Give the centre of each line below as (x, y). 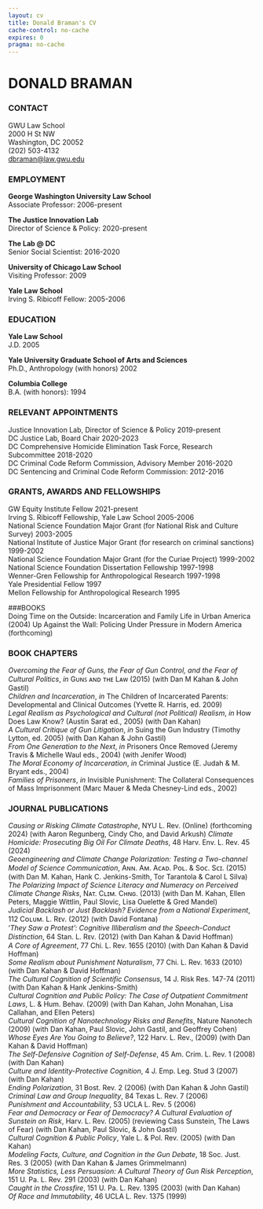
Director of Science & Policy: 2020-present (78, 228)
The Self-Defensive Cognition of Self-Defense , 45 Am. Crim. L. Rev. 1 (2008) (132, 1054)
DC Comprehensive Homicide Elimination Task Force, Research (111, 446)
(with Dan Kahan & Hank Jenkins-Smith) (73, 987)
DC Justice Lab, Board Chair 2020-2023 (73, 438)
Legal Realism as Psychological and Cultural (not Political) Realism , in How (130, 713)
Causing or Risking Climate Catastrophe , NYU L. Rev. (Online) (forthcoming (130, 826)
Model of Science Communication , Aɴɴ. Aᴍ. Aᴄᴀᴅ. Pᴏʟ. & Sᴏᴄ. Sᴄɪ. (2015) (128, 868)
